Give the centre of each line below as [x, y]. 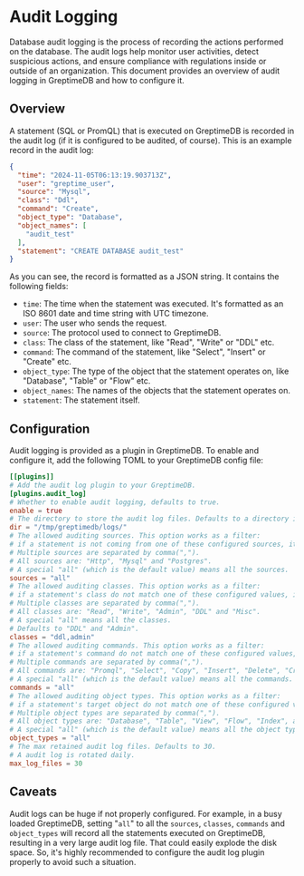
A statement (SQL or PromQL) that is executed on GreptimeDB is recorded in [152, 131]
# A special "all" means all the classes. [90, 620]
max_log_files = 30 [46, 764]
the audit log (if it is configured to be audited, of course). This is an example [151, 140]
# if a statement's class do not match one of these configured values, [149, 595]
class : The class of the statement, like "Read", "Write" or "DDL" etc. [148, 343]
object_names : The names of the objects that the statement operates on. [157, 391]
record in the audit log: [52, 150]
